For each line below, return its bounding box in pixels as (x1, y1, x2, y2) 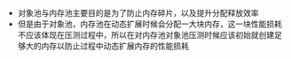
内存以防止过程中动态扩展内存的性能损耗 (41, 41, 189, 51)
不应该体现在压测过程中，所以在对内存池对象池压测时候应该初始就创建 (17, 30, 275, 40)
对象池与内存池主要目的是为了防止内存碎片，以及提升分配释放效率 (17, 8, 259, 18)
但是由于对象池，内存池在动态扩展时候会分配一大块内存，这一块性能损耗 (17, 18, 282, 29)
